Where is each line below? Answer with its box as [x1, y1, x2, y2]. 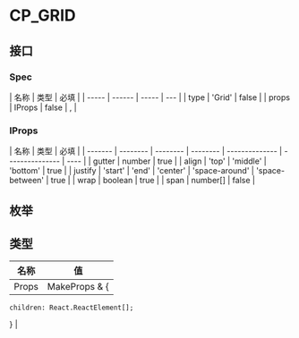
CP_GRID [9, 5, 76, 26]
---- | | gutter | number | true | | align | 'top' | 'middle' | [66, 156, 267, 166]
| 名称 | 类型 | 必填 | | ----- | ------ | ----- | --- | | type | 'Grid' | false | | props [9, 91, 291, 103]
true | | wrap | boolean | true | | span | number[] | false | [50, 175, 255, 186]
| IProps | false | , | [9, 102, 78, 113]
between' [9, 175, 45, 186]
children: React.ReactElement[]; [9, 303, 134, 313]
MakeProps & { [47, 281, 109, 293]
